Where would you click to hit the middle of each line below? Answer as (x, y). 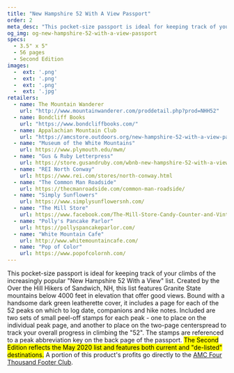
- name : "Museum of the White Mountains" (75, 144)
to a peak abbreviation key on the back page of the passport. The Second (113, 340)
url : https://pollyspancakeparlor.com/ (78, 227)
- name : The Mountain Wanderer (59, 105)
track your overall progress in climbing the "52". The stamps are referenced (116, 333)
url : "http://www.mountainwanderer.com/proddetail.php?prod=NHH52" (119, 111)
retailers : (23, 98)
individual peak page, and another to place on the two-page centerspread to (117, 325)
